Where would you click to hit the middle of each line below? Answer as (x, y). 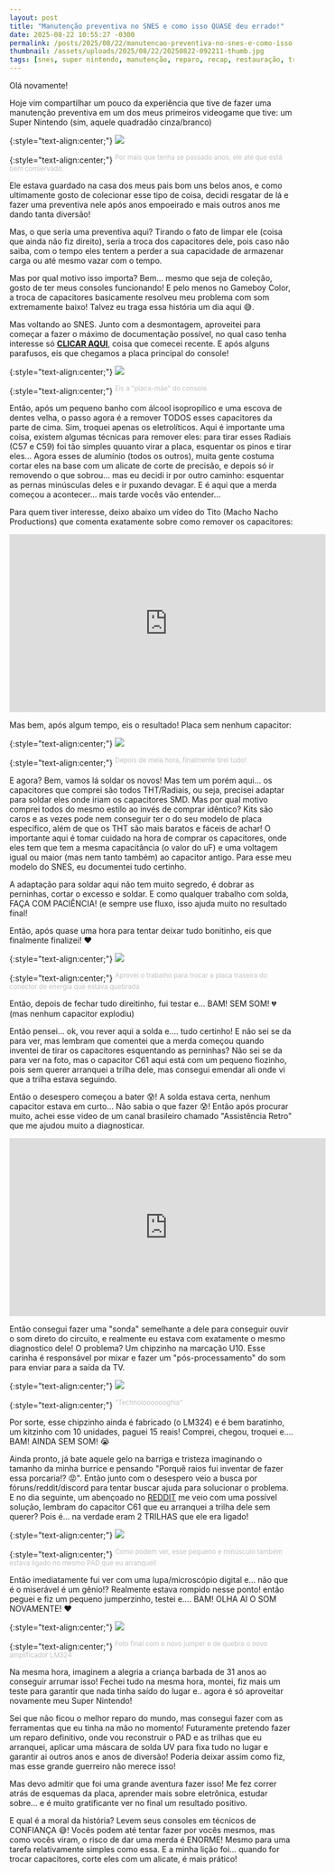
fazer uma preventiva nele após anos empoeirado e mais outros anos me (145, 204)
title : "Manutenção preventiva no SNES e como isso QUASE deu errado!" (147, 26)
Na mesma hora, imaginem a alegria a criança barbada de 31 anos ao (138, 1671)
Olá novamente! (39, 85)
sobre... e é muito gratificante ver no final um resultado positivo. (129, 1802)
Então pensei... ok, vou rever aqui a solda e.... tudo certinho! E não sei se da (150, 1031)
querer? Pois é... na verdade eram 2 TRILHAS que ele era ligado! (129, 1517)
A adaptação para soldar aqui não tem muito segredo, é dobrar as (132, 884)
